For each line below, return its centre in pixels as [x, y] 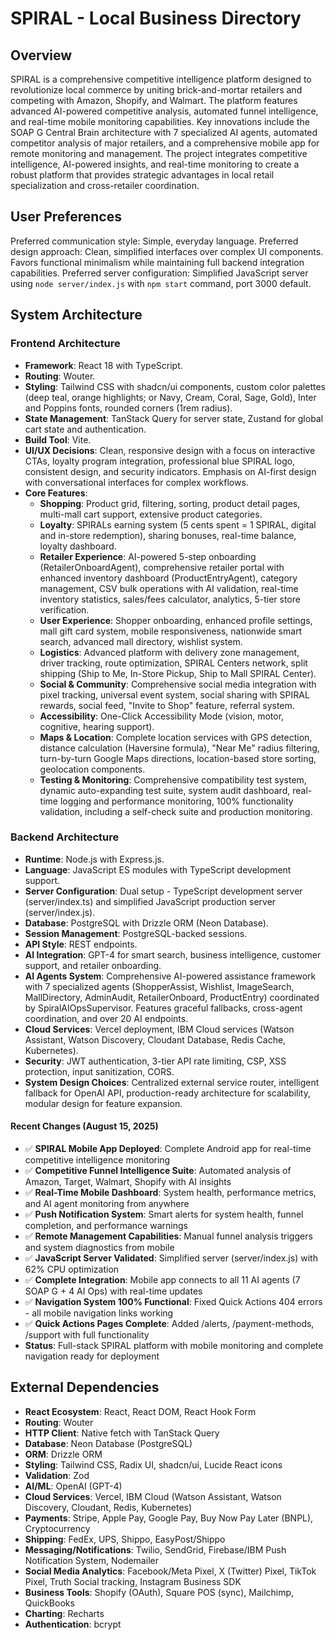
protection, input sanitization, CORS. [99, 1071]
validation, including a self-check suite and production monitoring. [176, 811]
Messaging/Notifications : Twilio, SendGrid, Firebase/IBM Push [155, 1549]
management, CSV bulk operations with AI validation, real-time [169, 588]
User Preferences [66, 217]
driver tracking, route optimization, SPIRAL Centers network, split [173, 663]
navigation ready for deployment [92, 1356]
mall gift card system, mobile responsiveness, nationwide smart [171, 631]
